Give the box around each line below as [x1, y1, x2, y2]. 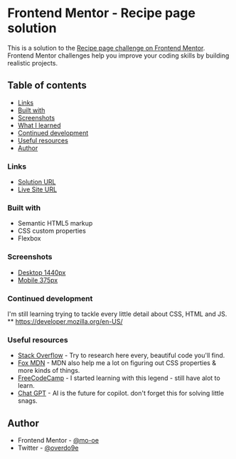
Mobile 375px [17, 275, 58, 284]
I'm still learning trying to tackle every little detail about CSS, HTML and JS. [7, 310, 227, 318]
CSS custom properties [17, 226, 87, 236]
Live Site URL [17, 185, 58, 194]
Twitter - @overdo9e [17, 443, 79, 453]
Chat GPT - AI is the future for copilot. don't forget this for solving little [17, 389, 225, 398]
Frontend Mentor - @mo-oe [17, 436, 100, 445]
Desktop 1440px [17, 268, 66, 277]
